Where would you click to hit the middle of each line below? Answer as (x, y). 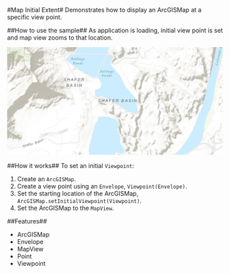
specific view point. (35, 17)
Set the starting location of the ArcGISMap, (78, 193)
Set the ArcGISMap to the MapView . (65, 208)
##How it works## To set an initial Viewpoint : (71, 166)
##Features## (27, 221)
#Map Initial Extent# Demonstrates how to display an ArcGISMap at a (104, 10)
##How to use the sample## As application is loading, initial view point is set (115, 30)
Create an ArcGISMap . (47, 179)
